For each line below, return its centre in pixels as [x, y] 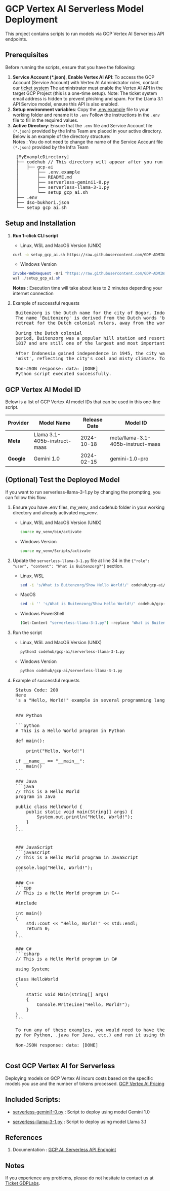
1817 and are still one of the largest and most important [90, 343]
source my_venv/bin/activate [51, 532]
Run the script [27, 633]
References [24, 1137]
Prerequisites [27, 55]
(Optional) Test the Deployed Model [62, 480]
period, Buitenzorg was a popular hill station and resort [90, 338]
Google [17, 459]
